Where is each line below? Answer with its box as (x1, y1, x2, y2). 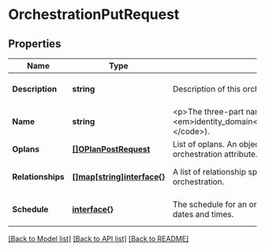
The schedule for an (172, 199, 248, 210)
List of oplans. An (172, 139, 237, 149)
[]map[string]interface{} (72, 171, 166, 182)
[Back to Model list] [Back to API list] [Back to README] (8, 234, 189, 243)
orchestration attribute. (172, 148, 258, 159)
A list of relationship (172, 167, 247, 177)
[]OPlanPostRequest (72, 144, 151, 155)
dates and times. (172, 209, 234, 219)
